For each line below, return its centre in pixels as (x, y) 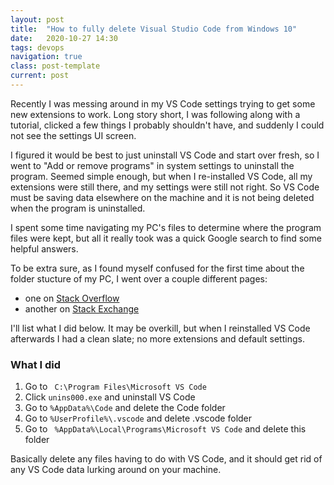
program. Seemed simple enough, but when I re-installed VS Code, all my (161, 176)
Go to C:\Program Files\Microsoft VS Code (115, 387)
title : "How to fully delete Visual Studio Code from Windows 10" (154, 29)
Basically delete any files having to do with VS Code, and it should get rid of (166, 459)
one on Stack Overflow (72, 298)
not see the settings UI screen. (73, 135)
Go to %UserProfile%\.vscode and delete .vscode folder (138, 418)
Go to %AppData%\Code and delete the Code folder (125, 408)
